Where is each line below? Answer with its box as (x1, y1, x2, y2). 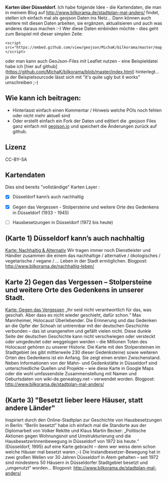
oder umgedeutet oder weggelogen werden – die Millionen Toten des (5, 339, 147, 345)
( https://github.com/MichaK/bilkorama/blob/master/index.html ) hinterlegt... (5, 69, 159, 75)
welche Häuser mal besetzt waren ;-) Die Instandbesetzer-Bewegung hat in (5, 449, 160, 455)
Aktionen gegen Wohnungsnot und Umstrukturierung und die (5, 433, 131, 439)
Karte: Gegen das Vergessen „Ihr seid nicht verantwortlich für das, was (5, 307, 151, 313)
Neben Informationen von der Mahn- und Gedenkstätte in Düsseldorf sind (5, 360, 157, 366)
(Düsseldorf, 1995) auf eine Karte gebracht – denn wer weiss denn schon (5, 443, 156, 450)
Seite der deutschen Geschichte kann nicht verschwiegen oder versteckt (5, 333, 155, 340)
